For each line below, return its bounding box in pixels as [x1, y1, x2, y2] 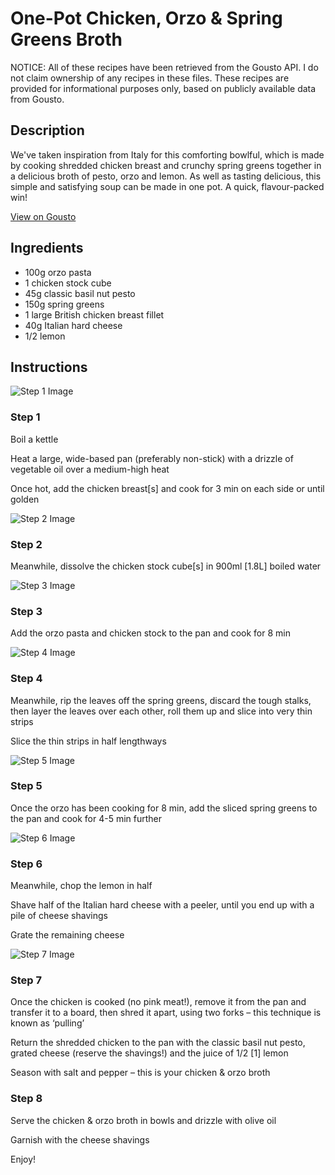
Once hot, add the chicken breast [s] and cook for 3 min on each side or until [10, 482, 325, 494]
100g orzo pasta [24, 266, 92, 278]
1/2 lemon [24, 330, 66, 342]
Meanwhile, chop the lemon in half [10, 880, 153, 892]
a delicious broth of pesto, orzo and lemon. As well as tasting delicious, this [10, 170, 322, 182]
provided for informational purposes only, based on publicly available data [10, 82, 317, 94]
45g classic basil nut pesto [24, 287, 136, 299]
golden [10, 493, 40, 505]
